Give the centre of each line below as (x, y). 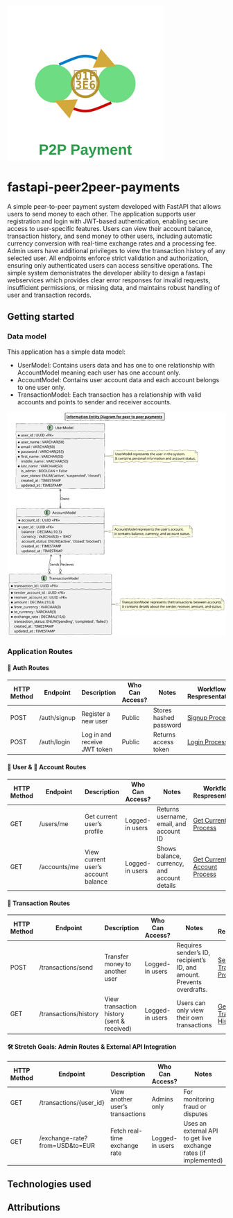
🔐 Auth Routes (28, 668)
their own (190, 1018)
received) (118, 1029)
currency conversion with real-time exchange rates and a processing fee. (112, 243)
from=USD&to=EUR (67, 1145)
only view (190, 1010)
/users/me (54, 824)
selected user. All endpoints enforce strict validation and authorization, (108, 258)
